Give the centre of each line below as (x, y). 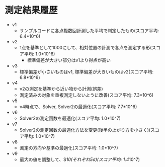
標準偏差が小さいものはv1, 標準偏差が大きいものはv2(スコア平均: (87, 71)
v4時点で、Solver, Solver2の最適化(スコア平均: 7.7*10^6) (78, 107)
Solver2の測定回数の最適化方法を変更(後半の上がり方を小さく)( (85, 130)
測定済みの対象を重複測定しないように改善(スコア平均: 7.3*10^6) (87, 95)
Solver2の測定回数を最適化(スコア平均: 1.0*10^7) (70, 118)
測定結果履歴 (31, 10)
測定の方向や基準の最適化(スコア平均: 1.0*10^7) (69, 148)
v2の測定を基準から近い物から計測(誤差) (61, 89)
